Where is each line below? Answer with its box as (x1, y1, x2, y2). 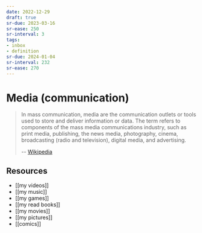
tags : (6, 37, 20, 43)
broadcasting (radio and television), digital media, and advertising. (21, 136, 186, 144)
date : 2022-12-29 (6, 8, 50, 15)
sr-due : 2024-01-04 (6, 54, 56, 60)
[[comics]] (15, 220, 41, 228)
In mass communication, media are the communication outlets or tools (21, 111, 197, 118)
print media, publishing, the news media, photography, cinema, (21, 130, 178, 138)
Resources (6, 165, 48, 176)
